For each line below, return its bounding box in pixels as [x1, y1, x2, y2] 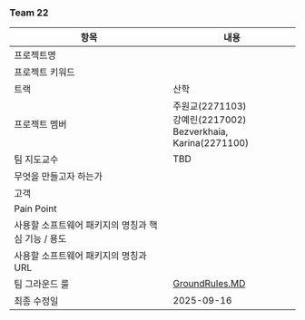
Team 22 [9, 6, 49, 19]
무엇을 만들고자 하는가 [14, 170, 103, 183]
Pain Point [14, 202, 57, 215]
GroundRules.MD [172, 277, 246, 290]
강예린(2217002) [172, 113, 247, 126]
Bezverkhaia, [172, 125, 229, 138]
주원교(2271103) [172, 100, 247, 112]
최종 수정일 [14, 295, 59, 307]
